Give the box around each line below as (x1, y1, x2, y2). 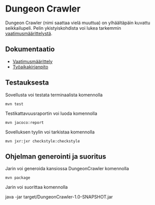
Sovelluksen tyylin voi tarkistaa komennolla (5, 129, 95, 135)
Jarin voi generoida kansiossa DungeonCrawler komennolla (5, 166, 129, 172)
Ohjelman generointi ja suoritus (5, 152, 107, 161)
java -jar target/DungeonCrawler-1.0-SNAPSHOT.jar (5, 194, 113, 200)
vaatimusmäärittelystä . (5, 30, 53, 36)
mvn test (5, 101, 24, 106)
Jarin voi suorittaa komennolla (5, 184, 68, 190)
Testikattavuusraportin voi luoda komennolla (5, 110, 97, 116)
